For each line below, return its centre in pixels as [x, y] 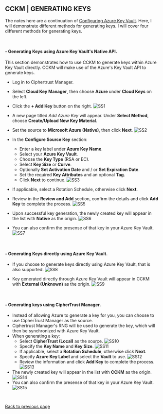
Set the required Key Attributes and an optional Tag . [72, 175]
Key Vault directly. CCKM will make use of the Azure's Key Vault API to [76, 68]
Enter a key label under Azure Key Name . [61, 149]
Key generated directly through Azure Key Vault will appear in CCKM [81, 279]
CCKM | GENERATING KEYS [48, 9]
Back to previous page [27, 407]
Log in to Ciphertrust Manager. [43, 82]
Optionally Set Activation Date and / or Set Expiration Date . [79, 170]
